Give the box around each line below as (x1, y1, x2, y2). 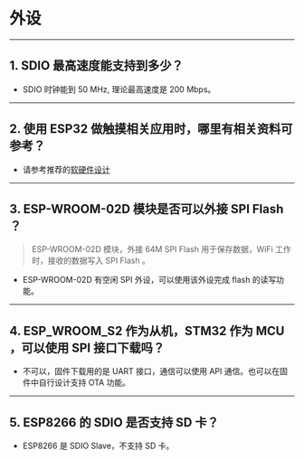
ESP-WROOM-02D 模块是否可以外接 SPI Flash (23, 201, 284, 217)
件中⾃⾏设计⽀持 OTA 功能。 (22, 377, 131, 389)
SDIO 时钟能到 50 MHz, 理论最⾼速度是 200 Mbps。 (22, 83, 216, 95)
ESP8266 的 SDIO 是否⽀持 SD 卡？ (22, 415, 219, 430)
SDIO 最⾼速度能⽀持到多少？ (21, 58, 184, 73)
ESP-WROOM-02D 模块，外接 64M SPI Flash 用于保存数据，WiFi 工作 (31, 244, 291, 255)
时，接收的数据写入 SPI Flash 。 (31, 255, 151, 267)
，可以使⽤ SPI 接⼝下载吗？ (9, 340, 166, 355)
